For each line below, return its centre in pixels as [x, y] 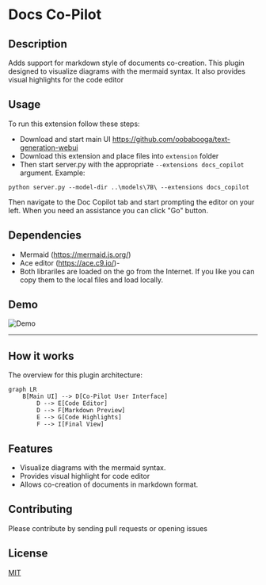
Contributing [40, 509]
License [28, 554]
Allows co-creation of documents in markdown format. [109, 484]
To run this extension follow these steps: [74, 124]
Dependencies [45, 235]
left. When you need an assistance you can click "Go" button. [108, 210]
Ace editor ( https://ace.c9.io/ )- [70, 262]
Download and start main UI [65, 139]
